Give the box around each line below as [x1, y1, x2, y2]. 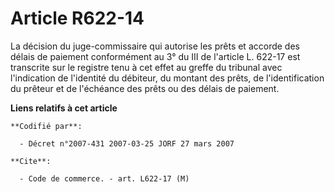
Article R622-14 [10, 7, 145, 30]
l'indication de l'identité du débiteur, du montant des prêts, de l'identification [10, 72, 325, 84]
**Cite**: [10, 156, 52, 166]
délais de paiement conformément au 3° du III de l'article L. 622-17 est [10, 50, 301, 62]
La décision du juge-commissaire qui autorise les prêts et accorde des [10, 40, 300, 52]
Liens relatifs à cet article [10, 102, 118, 114]
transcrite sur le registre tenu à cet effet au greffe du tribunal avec [10, 61, 283, 73]
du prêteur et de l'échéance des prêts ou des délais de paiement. [10, 82, 280, 94]
